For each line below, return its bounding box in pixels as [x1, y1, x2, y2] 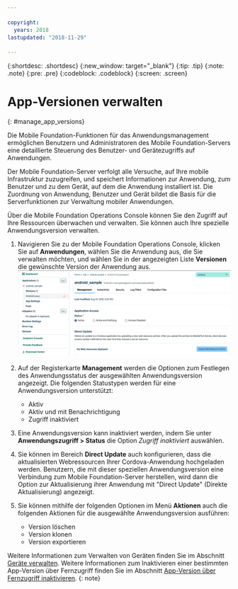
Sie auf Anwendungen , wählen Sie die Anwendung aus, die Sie [17, 248, 203, 256]
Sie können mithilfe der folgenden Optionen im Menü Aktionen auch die [17, 501, 228, 510]
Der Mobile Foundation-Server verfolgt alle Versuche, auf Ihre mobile [7, 167, 209, 176]
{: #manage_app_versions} [7, 118, 85, 126]
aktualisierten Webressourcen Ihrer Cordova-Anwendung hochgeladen [17, 457, 225, 467]
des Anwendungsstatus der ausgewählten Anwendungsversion [17, 372, 203, 380]
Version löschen [28, 522, 76, 531]
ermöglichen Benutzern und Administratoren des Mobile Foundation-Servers [7, 139, 231, 147]
